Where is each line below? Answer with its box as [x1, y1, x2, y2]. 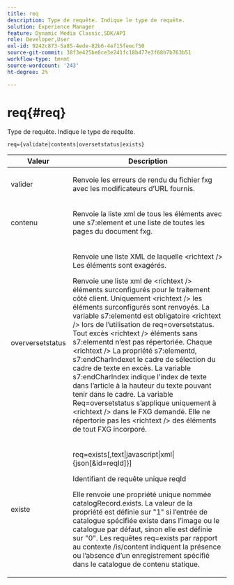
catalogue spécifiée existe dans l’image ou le [72, 516, 220, 526]
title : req [7, 10, 39, 17]
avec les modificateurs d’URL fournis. [72, 184, 195, 194]
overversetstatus [10, 338, 66, 348]
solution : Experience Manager [7, 23, 95, 30]
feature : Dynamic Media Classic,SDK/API [7, 29, 127, 37]
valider [10, 179, 33, 189]
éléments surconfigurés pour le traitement [72, 285, 210, 295]
